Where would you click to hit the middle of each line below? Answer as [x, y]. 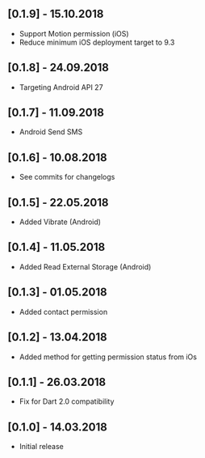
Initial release [41, 447]
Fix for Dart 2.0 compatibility [67, 401]
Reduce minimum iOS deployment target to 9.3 [97, 42]
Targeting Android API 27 [61, 87]
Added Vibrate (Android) [60, 222]
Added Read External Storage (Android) [85, 266]
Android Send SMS [51, 132]
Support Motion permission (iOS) [74, 33]
